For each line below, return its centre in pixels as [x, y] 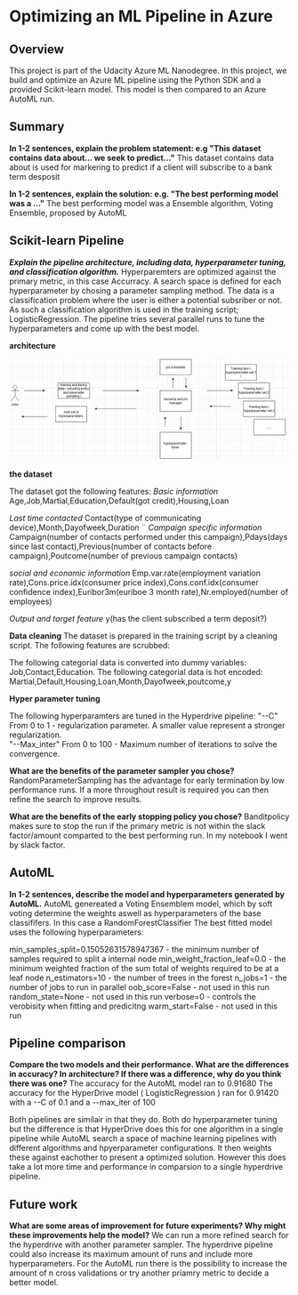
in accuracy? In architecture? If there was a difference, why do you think [145, 1074]
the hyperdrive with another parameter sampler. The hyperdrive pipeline [141, 1245]
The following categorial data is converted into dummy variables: [128, 662]
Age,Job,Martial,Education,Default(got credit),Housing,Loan [119, 501]
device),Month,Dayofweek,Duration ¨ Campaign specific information [136, 527]
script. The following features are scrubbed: [90, 645]
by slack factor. [37, 845]
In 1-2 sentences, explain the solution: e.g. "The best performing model [144, 194]
